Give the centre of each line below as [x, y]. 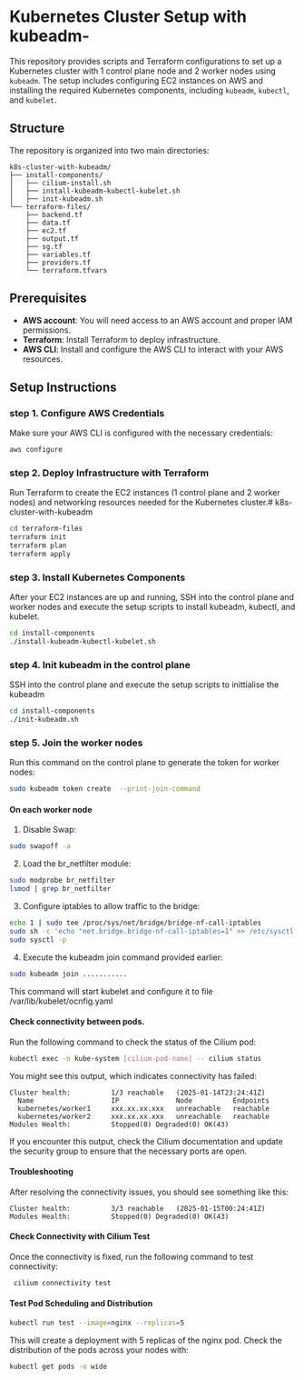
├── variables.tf [59, 255]
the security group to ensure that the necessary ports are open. [128, 1151]
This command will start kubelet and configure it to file [111, 991]
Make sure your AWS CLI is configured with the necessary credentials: [142, 433]
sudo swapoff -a [40, 846]
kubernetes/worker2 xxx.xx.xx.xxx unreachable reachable [144, 1116]
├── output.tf [52, 238]
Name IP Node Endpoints [144, 1100]
